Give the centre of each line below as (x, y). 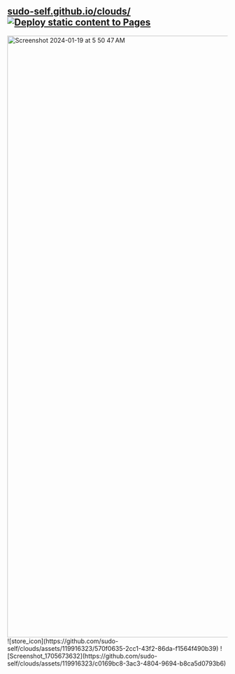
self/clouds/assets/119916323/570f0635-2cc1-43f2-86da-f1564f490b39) (113, 648)
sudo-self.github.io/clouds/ (69, 12)
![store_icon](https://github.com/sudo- (63, 641)
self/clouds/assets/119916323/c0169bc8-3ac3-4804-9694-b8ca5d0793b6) (117, 663)
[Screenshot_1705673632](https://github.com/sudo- (82, 656)
